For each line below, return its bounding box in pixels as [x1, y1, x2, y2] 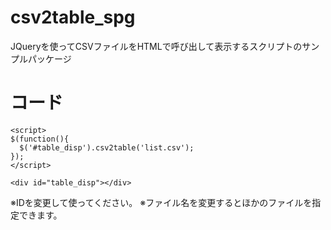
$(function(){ [10, 134, 70, 144]
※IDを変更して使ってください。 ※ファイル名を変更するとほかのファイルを [10, 196, 313, 208]
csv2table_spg [10, 6, 136, 29]
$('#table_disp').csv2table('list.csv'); [19, 142, 195, 153]
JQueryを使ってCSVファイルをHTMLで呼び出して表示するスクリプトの [10, 40, 303, 52]
